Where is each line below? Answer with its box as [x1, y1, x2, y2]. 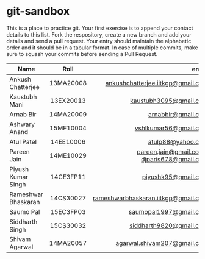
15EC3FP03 [50, 207, 87, 216]
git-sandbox [6, 4, 70, 18]
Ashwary [9, 120, 35, 129]
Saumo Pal [9, 207, 40, 216]
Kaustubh [9, 93, 37, 101]
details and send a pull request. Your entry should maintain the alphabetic [6, 37, 192, 44]
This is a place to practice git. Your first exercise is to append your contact [6, 24, 193, 32]
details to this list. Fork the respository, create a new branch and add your [6, 30, 192, 38]
